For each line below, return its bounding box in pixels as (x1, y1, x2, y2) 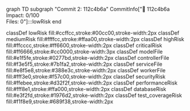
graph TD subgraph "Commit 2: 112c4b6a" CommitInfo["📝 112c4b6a (6, 6, 170, 12)
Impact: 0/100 (6, 12, 40, 19)
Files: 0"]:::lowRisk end (6, 18, 62, 25)
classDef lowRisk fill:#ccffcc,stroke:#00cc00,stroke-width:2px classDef (6, 29, 180, 36)
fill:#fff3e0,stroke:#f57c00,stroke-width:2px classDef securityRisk (6, 73, 166, 80)
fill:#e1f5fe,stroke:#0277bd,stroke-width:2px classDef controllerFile (6, 55, 169, 61)
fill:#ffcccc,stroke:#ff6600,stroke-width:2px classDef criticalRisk (6, 42, 162, 49)
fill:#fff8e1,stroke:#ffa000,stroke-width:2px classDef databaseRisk (6, 86, 167, 92)
